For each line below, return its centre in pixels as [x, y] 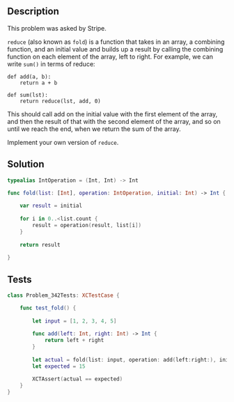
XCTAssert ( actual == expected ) [78, 379]
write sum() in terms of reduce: [51, 64]
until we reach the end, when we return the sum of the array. [94, 129]
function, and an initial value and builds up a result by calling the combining [115, 49]
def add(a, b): [29, 77]
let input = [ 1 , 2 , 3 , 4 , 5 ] [75, 321]
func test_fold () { [48, 308]
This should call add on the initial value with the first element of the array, [112, 114]
